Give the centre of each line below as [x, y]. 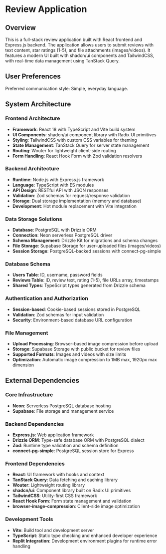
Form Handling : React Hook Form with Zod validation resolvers [77, 156]
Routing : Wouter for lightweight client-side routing [64, 150]
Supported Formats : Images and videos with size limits [69, 354]
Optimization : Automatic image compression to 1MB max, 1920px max [84, 359]
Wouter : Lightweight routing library [49, 485]
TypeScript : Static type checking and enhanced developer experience [85, 536]
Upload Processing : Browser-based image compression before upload [85, 343]
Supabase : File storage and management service [63, 411]
